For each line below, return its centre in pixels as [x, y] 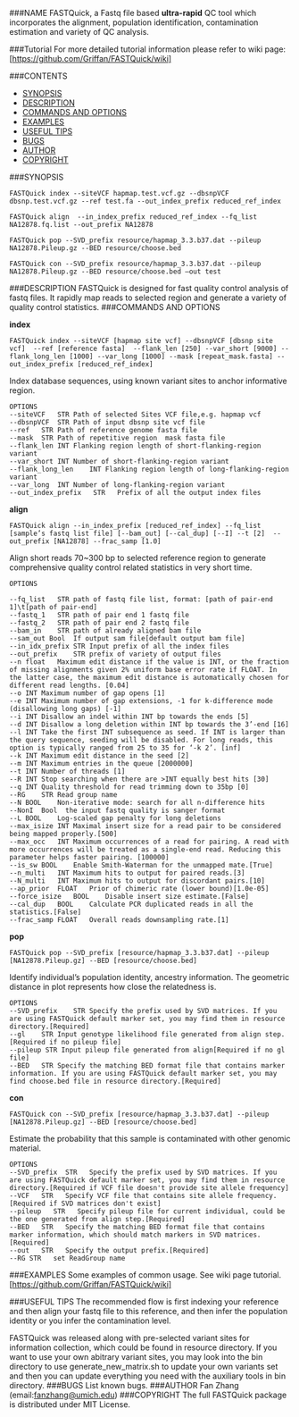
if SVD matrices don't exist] [105, 1203]
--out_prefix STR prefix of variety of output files [115, 654]
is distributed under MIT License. [70, 1404]
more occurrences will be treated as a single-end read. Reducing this [145, 850]
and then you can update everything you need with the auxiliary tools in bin [148, 1376]
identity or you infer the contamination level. [90, 1321]
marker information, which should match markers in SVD [115, 1235]
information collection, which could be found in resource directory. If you [143, 1347]
